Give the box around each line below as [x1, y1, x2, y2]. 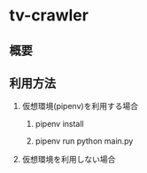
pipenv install [35, 119, 84, 130]
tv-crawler [9, 5, 89, 26]
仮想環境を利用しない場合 [21, 154, 116, 165]
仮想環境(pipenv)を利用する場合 [21, 101, 139, 112]
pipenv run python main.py [35, 136, 134, 146]
